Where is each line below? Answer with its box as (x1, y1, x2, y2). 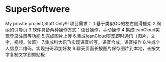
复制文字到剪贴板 (9, 51, 45, 58)
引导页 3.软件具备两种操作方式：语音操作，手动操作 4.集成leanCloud (14, 26, 156, 33)
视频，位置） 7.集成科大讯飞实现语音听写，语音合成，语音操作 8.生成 (14, 39, 156, 45)
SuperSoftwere (5, 3, 70, 15)
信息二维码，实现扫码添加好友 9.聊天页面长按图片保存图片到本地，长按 (9, 45, 156, 51)
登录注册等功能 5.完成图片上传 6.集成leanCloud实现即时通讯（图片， (9, 33, 151, 39)
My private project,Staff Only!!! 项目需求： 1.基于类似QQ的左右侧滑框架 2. (5, 20, 157, 26)
